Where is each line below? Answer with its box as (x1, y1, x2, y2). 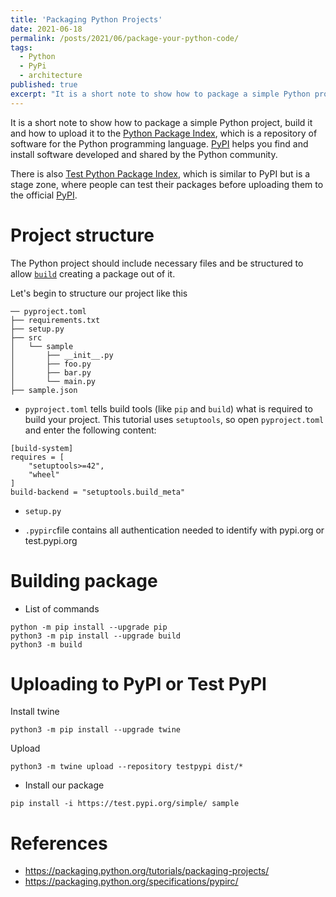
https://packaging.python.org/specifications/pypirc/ (24, 876, 239, 888)
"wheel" (28, 469, 60, 480)
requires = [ (10, 452, 65, 462)
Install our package (24, 779, 105, 791)
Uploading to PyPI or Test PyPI (10, 672, 267, 695)
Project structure (10, 224, 155, 246)
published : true (10, 80, 78, 90)
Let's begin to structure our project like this (10, 287, 188, 299)
